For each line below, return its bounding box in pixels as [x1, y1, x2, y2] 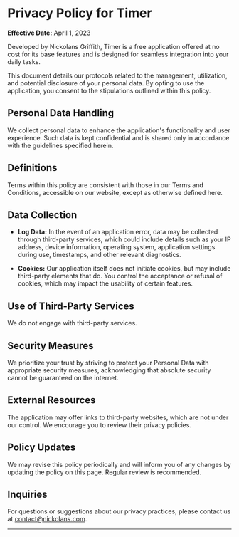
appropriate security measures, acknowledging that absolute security [7, 366, 211, 375]
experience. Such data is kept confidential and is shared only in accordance [7, 133, 230, 142]
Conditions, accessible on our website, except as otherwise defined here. [7, 188, 223, 197]
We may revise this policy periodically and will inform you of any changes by [7, 460, 231, 469]
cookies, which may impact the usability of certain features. [17, 279, 193, 288]
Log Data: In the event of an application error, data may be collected [17, 228, 218, 236]
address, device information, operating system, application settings [17, 243, 216, 251]
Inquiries [7, 489, 48, 501]
